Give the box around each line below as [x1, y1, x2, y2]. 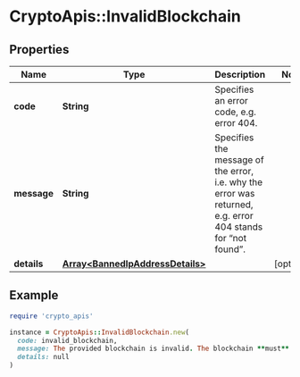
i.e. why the [213, 176, 263, 188]
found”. [213, 243, 246, 256]
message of [213, 154, 265, 166]
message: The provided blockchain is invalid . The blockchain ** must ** [17, 344, 290, 354]
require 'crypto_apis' [9, 311, 94, 321]
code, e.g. [213, 105, 257, 118]
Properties [9, 42, 70, 57]
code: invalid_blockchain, [17, 336, 118, 345]
